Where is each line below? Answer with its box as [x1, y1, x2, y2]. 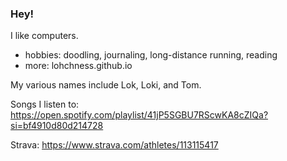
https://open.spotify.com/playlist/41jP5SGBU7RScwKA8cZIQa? [10, 109, 269, 121]
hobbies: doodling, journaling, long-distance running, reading [24, 49, 278, 61]
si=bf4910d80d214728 [10, 120, 104, 132]
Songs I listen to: [10, 98, 80, 111]
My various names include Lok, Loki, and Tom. [10, 79, 202, 91]
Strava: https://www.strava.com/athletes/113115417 [10, 139, 219, 151]
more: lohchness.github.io [24, 60, 133, 72]
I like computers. [10, 30, 79, 42]
